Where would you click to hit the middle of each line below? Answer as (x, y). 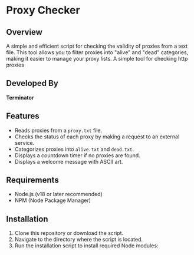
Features (23, 116)
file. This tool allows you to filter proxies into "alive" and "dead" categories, (97, 52)
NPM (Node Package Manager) (53, 200)
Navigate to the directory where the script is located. (79, 240)
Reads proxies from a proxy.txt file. (58, 130)
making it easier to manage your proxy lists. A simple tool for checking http (97, 59)
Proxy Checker (43, 10)
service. (24, 143)
